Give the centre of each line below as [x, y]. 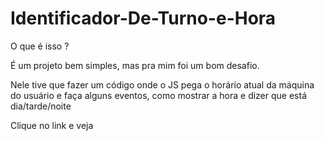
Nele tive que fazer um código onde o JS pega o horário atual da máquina [162, 84]
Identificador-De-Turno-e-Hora [143, 18]
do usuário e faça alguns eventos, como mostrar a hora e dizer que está [158, 95]
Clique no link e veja [52, 125]
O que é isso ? [40, 46]
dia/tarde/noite [41, 106]
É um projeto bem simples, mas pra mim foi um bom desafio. [135, 65]
